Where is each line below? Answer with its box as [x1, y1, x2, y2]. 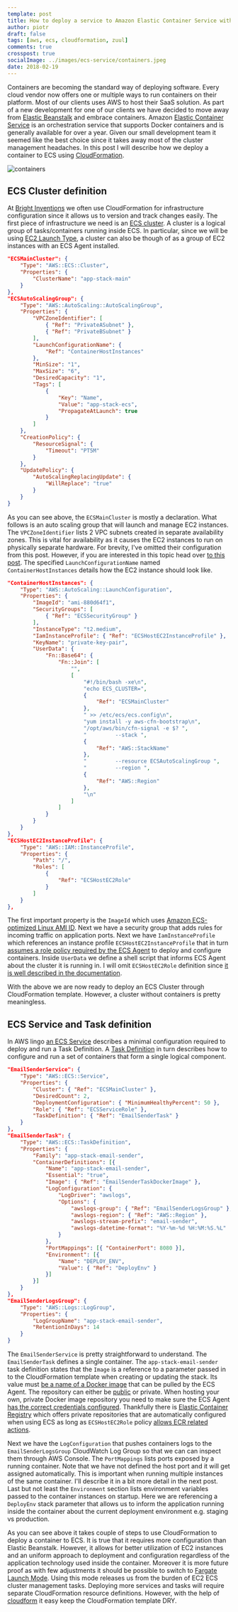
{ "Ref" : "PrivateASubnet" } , [45, 321, 135, 329]
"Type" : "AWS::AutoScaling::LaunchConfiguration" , [20, 586, 173, 593]
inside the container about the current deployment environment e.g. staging [7, 1508, 229, 1515]
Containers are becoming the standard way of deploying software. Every [7, 82, 220, 91]
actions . [7, 1426, 30, 1434]
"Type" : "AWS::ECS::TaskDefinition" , [20, 1139, 132, 1146]
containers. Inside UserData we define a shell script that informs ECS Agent [7, 954, 226, 962]
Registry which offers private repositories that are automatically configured [7, 1410, 227, 1419]
